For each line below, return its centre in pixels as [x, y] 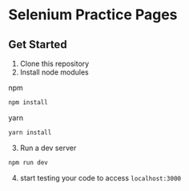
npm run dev [28, 162]
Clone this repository [54, 63]
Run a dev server [48, 148]
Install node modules [54, 72]
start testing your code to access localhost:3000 [101, 177]
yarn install [30, 132]
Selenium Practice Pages [93, 15]
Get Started [38, 45]
